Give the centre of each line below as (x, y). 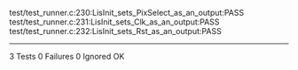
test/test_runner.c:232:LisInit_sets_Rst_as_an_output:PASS (115, 31)
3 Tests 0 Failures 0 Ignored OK (67, 56)
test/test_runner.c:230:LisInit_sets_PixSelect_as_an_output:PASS (127, 13)
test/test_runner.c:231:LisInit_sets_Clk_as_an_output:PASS (114, 22)
